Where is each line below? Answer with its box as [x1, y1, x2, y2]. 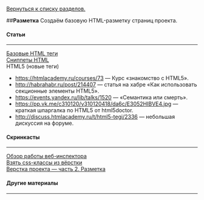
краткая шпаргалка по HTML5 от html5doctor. [15, 107, 134, 114]
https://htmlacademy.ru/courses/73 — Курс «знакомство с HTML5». [15, 75, 189, 82]
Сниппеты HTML [6, 56, 50, 64]
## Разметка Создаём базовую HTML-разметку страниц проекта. [6, 17, 178, 24]
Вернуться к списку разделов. [6, 5, 86, 12]
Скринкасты [6, 133, 40, 141]
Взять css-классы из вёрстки [6, 159, 83, 166]
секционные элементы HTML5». [15, 87, 100, 95]
